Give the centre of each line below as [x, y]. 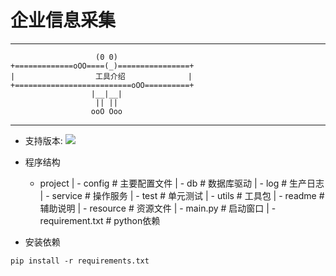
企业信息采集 [63, 20]
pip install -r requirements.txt [80, 261]
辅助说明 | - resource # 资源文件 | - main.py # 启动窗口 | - [158, 208]
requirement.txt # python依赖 [100, 220]
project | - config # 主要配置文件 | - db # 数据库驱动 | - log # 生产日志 [182, 183]
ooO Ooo [106, 111]
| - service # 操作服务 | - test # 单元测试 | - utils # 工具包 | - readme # [182, 195]
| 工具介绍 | [101, 76]
